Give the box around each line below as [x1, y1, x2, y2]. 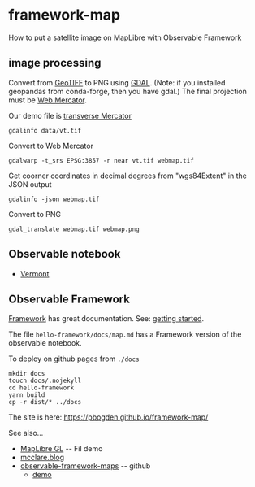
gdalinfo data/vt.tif [8, 126, 82, 135]
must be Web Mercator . [8, 95, 88, 105]
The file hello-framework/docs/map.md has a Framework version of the [8, 329, 242, 339]
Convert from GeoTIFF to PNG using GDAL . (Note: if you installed [8, 77, 226, 87]
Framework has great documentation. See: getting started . [8, 314, 205, 324]
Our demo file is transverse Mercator [8, 111, 132, 120]
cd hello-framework [8, 384, 75, 392]
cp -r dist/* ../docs [8, 398, 82, 407]
